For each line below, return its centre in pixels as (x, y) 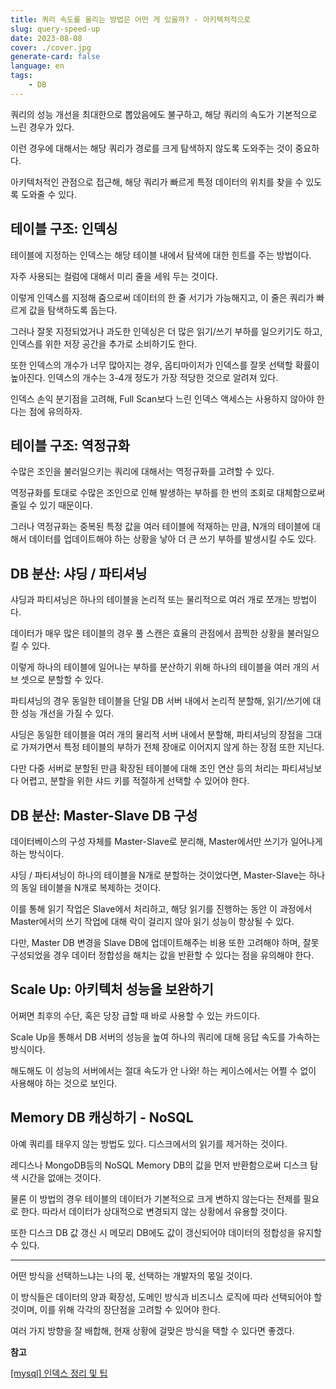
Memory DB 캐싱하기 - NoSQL (102, 1117)
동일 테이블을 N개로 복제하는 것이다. (91, 887)
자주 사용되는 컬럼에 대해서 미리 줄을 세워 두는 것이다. (114, 276)
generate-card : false (55, 57)
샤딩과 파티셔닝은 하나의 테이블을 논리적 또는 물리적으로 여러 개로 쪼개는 (150, 600)
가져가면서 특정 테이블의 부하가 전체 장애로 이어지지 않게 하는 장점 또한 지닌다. (172, 747)
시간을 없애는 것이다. (61, 1177)
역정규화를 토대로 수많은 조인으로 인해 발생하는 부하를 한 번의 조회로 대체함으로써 (168, 493)
